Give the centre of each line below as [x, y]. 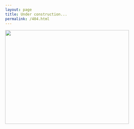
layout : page [19, 10]
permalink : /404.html [27, 19]
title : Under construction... [36, 14]
